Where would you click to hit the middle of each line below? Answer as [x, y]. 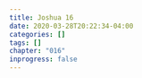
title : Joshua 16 [42, 17]
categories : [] [38, 34]
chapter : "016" [38, 51]
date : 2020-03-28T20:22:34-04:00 [71, 26]
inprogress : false [43, 59]
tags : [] [25, 43]
